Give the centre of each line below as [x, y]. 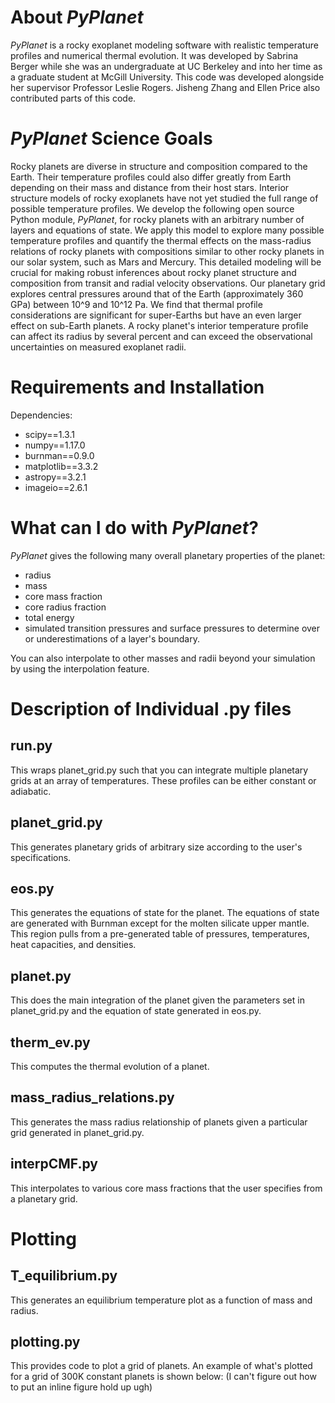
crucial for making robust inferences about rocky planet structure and [153, 272]
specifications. [41, 857]
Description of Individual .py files [151, 708]
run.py [31, 746]
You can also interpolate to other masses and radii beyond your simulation [163, 658]
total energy [49, 617]
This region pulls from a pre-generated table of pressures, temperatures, [160, 934]
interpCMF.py [54, 1164]
